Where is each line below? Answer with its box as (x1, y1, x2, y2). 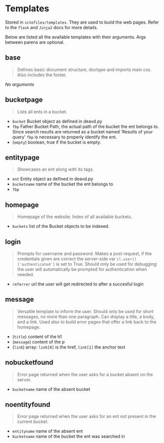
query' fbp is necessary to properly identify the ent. (12, 134, 117, 140)
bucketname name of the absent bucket (12, 386, 91, 392)
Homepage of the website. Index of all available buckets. (17, 214, 132, 220)
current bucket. (17, 419, 49, 425)
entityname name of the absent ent (12, 428, 83, 434)
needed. (17, 272, 34, 277)
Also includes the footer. (17, 72, 67, 78)
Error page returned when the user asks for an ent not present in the (17, 413, 156, 419)
